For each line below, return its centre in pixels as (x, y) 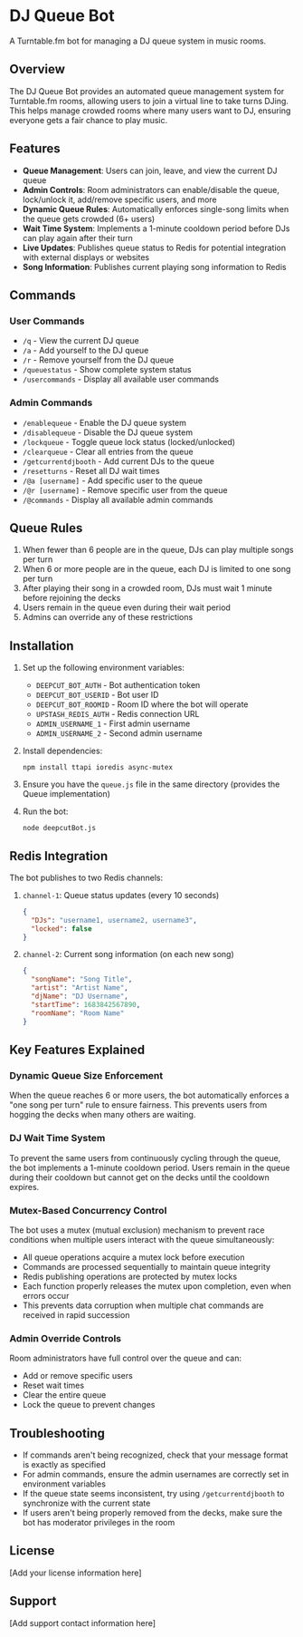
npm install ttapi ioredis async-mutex (98, 768)
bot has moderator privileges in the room (99, 1522)
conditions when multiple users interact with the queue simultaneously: (142, 1239)
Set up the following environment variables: (104, 668)
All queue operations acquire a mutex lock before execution (133, 1257)
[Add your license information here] (76, 1573)
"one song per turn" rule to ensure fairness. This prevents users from (138, 1105)
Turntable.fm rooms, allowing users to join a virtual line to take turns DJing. (149, 101)
